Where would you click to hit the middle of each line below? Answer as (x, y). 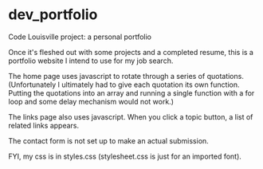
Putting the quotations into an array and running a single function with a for (131, 92)
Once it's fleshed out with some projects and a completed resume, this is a (131, 52)
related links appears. (44, 125)
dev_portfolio (53, 15)
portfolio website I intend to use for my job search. (91, 61)
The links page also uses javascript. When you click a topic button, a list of (131, 116)
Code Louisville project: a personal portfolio (80, 37)
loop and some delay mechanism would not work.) (91, 101)
